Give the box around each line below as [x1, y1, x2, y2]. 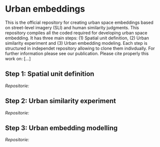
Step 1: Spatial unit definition [5, 70, 94, 78]
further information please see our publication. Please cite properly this [5, 50, 149, 56]
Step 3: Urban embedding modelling [5, 124, 118, 132]
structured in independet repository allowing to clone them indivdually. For [5, 45, 155, 51]
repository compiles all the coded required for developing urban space [5, 30, 148, 36]
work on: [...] [5, 55, 31, 61]
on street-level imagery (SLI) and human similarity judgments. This [5, 24, 139, 30]
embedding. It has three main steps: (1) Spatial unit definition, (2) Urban [5, 35, 149, 41]
